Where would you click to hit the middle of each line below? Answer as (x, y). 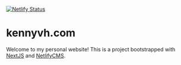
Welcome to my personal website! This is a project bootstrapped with (91, 49)
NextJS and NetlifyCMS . (36, 56)
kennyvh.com (41, 33)
